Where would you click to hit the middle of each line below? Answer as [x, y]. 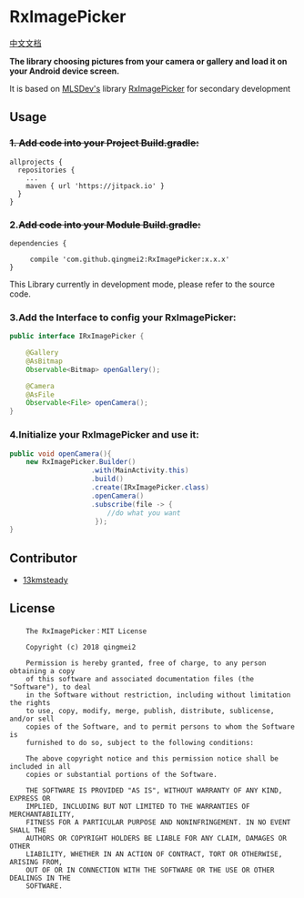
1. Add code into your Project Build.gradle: [104, 143]
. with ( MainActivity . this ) [140, 470]
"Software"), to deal [51, 687]
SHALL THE [28, 830]
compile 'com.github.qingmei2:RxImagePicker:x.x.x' [130, 259]
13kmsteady [45, 580]
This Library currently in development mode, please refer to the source [142, 284]
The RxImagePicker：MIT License [86, 631]
